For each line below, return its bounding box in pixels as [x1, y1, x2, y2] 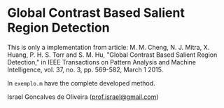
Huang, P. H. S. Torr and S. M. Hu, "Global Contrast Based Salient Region [7, 50, 218, 59]
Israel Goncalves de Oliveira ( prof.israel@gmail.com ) [7, 93, 159, 101]
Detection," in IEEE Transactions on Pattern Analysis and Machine [7, 58, 197, 66]
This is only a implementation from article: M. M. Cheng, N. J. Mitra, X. [7, 43, 210, 51]
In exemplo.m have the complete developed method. [7, 79, 155, 87]
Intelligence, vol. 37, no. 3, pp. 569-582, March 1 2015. [7, 65, 164, 74]
